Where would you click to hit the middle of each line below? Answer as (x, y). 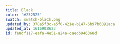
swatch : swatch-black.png (33, 19)
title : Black (19, 10)
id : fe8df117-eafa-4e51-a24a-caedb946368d (51, 33)
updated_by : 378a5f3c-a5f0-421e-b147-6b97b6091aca (60, 24)
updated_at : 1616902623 (31, 29)
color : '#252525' (24, 15)
